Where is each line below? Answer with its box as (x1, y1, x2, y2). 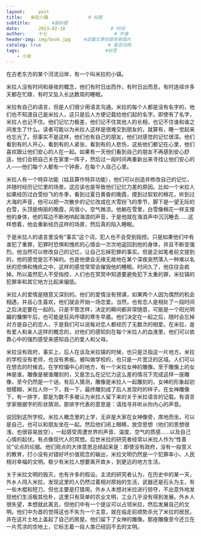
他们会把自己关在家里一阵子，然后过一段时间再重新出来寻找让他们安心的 (16, 155, 195, 163)
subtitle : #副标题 (6, 20, 68, 26)
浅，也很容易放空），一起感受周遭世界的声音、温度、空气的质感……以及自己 (6, 428, 191, 435)
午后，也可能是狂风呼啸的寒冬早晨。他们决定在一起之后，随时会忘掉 (26, 313, 195, 320)
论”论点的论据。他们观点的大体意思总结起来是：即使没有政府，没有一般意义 (6, 443, 193, 450)
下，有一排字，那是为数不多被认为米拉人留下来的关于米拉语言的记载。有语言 (6, 393, 195, 400)
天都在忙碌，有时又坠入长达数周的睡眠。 (6, 90, 106, 97)
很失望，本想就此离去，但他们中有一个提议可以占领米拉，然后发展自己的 (6, 500, 184, 508)
